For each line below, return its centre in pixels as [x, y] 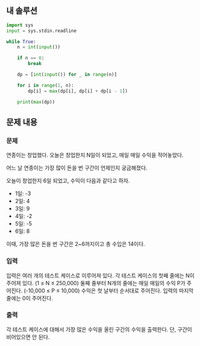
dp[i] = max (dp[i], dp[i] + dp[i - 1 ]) [78, 91]
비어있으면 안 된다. [28, 337]
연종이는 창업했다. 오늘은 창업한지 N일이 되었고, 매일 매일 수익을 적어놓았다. [95, 155]
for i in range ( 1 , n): [45, 85]
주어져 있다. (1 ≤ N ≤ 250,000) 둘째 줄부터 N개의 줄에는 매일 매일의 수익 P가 [96, 283]
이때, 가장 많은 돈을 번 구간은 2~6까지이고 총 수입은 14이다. [76, 244]
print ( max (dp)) [36, 102]
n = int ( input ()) [39, 47]
